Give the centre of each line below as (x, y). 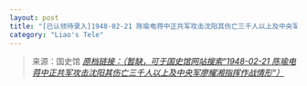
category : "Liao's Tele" (57, 34)
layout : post (34, 18)
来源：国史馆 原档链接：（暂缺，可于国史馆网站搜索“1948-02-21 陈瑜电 (164, 62)
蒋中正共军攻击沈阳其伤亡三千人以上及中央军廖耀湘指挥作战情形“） (158, 72)
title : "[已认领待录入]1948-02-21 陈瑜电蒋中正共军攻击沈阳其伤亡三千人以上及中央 (151, 26)
